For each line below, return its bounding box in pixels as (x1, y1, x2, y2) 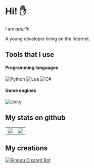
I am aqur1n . (5, 25, 31, 32)
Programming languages (5, 64, 59, 71)
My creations (5, 144, 48, 152)
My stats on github (5, 114, 66, 122)
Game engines (5, 87, 36, 93)
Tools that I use (5, 50, 55, 59)
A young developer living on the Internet (5, 36, 89, 42)
